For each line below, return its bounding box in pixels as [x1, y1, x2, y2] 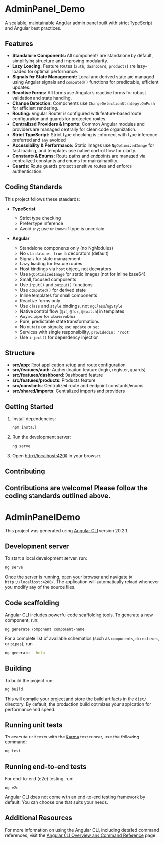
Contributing [5, 467, 45, 475]
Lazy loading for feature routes [19, 261, 83, 266]
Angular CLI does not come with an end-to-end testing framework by [5, 794, 145, 800]
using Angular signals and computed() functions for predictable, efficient [12, 79, 159, 85]
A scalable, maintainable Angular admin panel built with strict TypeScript [5, 20, 153, 26]
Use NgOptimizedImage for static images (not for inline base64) [19, 271, 146, 277]
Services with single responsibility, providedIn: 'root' [19, 329, 131, 335]
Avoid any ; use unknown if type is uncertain [19, 225, 105, 231]
